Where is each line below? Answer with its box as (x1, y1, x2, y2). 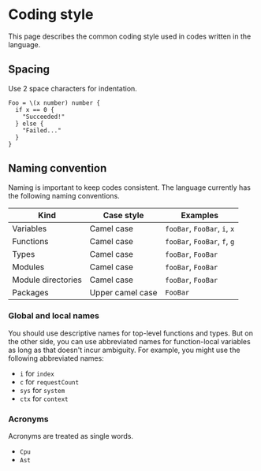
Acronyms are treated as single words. (8, 432, 134, 441)
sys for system (19, 385, 65, 395)
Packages (12, 287, 49, 298)
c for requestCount (19, 376, 80, 387)
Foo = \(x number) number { (8, 98, 101, 107)
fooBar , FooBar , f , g (165, 235, 235, 247)
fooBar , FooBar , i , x (165, 223, 235, 234)
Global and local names (8, 310, 100, 321)
